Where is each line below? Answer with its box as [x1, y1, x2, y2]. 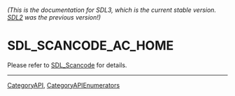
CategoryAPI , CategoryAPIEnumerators [7, 81, 120, 89]
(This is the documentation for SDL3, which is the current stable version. [7, 6, 217, 14]
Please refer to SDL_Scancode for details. [7, 60, 127, 69]
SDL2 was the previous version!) [7, 13, 101, 21]
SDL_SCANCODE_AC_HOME [7, 37, 174, 53]
